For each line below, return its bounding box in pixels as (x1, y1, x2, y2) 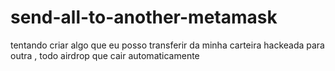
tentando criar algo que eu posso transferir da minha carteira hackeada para (10, 39, 325, 51)
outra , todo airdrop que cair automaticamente (10, 49, 200, 61)
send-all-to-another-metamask (10, 6, 278, 29)
